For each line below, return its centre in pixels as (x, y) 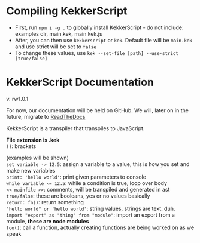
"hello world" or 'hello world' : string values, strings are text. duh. (91, 208)
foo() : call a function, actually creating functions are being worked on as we (100, 227)
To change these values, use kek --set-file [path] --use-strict (96, 53)
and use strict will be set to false (56, 47)
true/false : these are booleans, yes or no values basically (78, 196)
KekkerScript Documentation (80, 82)
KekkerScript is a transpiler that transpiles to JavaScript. (75, 128)
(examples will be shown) (37, 158)
